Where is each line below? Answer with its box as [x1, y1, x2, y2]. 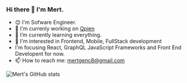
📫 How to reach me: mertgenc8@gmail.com [14, 57, 125, 64]
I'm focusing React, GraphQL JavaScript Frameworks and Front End [14, 44, 182, 51]
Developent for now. [14, 50, 65, 58]
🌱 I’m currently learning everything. [14, 31, 102, 39]
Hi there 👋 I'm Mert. [6, 5, 64, 14]
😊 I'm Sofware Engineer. [14, 19, 76, 26]
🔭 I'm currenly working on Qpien [14, 25, 95, 32]
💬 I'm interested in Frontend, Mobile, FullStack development [14, 38, 162, 45]
